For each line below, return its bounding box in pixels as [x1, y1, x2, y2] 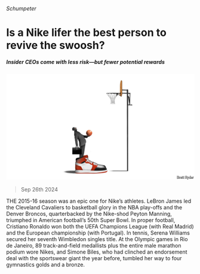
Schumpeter [6, 5, 37, 12]
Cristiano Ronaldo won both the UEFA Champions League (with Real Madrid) [6, 223, 194, 230]
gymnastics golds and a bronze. [6, 261, 85, 269]
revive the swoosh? [6, 38, 106, 52]
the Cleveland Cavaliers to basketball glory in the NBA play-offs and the [6, 204, 183, 211]
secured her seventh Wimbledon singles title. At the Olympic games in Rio [6, 236, 188, 243]
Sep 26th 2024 [20, 186, 59, 193]
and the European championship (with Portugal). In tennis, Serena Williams [6, 229, 190, 236]
